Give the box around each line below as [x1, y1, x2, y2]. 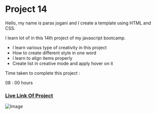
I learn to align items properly [12, 55, 73, 61]
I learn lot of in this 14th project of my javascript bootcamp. [5, 35, 126, 41]
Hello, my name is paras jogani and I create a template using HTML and [5, 20, 152, 26]
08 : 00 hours [5, 80, 33, 86]
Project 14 [5, 3, 47, 15]
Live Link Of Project [5, 92, 53, 99]
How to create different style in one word [12, 50, 97, 56]
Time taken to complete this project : [5, 70, 80, 76]
